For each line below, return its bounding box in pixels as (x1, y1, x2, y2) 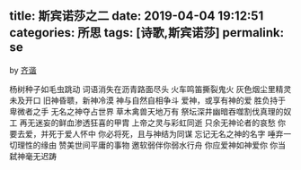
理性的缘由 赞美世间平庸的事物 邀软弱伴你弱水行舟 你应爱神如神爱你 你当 (16, 140, 286, 150)
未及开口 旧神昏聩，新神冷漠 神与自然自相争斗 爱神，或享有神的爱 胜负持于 (9, 95, 286, 106)
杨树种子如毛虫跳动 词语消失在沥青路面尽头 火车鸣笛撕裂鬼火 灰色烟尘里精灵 (9, 83, 292, 94)
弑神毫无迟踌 (9, 150, 57, 161)
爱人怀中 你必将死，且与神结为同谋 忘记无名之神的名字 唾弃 (64, 128, 284, 139)
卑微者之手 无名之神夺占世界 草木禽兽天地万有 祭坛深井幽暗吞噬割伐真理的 (9, 106, 284, 116)
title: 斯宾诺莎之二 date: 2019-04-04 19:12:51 (9, 8, 264, 24)
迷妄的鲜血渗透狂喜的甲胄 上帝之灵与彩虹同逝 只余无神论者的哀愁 (34, 117, 276, 128)
